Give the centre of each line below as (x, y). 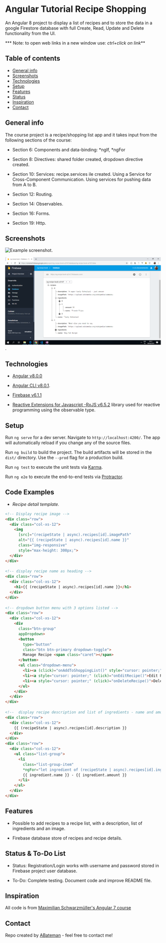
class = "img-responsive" (43, 546)
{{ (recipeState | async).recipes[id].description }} (70, 728)
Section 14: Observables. (38, 203)
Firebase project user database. (45, 871)
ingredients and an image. (39, 828)
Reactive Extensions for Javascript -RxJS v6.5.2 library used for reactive (86, 405)
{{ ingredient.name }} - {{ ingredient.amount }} (75, 775)
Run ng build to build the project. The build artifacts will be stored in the (79, 452)
